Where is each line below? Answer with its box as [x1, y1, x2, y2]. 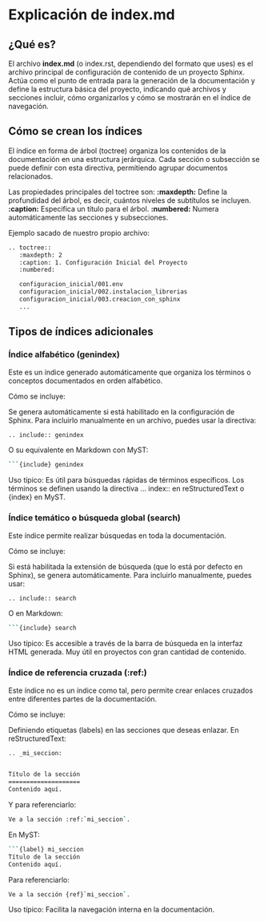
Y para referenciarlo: [8, 800, 77, 810]
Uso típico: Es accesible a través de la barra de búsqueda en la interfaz [8, 639, 243, 649]
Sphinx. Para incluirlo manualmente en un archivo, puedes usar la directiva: [8, 415, 257, 425]
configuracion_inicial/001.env [18, 281, 124, 289]
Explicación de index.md [8, 6, 175, 24]
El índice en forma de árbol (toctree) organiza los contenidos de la [8, 146, 226, 156]
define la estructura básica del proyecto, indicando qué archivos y [8, 84, 226, 94]
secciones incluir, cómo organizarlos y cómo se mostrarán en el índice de [8, 93, 251, 102]
